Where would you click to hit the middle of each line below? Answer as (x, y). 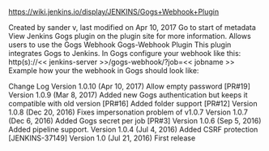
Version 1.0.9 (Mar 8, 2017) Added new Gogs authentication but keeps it (128, 95)
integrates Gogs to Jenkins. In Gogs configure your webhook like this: (125, 53)
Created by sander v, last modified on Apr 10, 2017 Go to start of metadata (132, 27)
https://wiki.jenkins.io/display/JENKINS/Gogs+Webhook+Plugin (114, 12)
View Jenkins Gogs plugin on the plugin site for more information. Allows (130, 36)
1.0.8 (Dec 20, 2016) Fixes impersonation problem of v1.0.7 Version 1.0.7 (128, 112)
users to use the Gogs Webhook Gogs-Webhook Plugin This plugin (120, 45)
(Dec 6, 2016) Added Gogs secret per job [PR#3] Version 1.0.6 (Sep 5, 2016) (135, 121)
